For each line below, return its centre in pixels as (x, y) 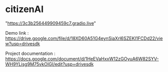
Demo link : (17, 33)
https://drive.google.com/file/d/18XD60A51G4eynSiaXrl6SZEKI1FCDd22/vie (84, 38)
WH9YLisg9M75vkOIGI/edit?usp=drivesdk (49, 64)
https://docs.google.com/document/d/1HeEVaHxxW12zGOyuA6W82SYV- (82, 58)
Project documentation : (30, 53)
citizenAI (25, 9)
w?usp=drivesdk (23, 43)
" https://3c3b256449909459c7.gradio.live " (51, 23)
